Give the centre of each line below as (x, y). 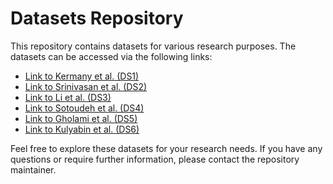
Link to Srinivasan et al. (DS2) (86, 86)
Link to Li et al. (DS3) (68, 97)
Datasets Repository (97, 18)
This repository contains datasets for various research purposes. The (153, 46)
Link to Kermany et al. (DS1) (82, 76)
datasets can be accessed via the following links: (111, 56)
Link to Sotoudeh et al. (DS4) (84, 108)
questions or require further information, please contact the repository (155, 159)
